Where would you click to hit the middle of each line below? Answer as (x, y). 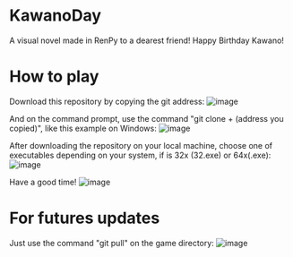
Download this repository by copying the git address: (107, 101)
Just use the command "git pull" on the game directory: (112, 243)
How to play (54, 77)
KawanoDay (55, 16)
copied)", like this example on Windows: (83, 128)
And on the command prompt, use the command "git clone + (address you (146, 118)
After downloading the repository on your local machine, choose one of (141, 145)
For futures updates (85, 218)
